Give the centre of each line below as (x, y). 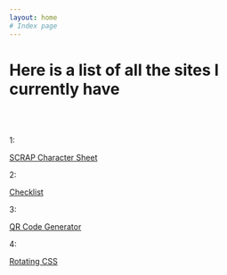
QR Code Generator (45, 227)
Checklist (27, 192)
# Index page (33, 26)
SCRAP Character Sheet (53, 158)
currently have (65, 89)
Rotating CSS (33, 262)
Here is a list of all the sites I (114, 70)
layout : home (33, 17)
